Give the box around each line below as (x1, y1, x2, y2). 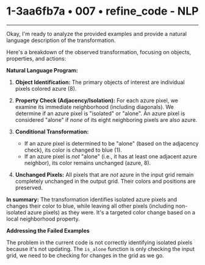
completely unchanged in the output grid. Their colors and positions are (15, 177, 196, 185)
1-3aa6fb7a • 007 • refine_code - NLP (6, 4, 199, 18)
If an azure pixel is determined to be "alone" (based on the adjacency (24, 140, 199, 147)
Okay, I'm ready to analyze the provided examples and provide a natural (6, 30, 187, 37)
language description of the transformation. (6, 37, 116, 44)
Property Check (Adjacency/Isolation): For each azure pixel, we (15, 96, 179, 104)
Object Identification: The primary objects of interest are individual (15, 78, 185, 86)
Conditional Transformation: (15, 128, 89, 135)
